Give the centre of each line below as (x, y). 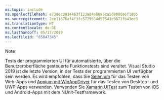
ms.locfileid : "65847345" (32, 37)
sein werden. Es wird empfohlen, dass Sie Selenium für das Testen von (77, 76)
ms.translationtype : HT (30, 23)
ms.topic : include (24, 10)
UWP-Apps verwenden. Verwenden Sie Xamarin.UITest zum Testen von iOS (82, 87)
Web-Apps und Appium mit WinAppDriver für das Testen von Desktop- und (82, 81)
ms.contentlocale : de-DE (31, 28)
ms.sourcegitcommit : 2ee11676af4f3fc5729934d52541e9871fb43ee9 (72, 19)
